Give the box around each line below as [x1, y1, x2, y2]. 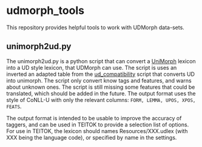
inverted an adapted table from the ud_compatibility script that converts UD [6, 70, 195, 78]
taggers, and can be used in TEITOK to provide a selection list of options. [6, 121, 189, 128]
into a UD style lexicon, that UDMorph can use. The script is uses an [6, 64, 177, 71]
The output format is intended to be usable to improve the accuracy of [6, 114, 182, 121]
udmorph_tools [6, 4, 85, 18]
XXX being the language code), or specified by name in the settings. [6, 134, 177, 141]
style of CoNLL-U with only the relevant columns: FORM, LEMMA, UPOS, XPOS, [6, 96, 196, 103]
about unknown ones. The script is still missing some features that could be [6, 83, 195, 91]
